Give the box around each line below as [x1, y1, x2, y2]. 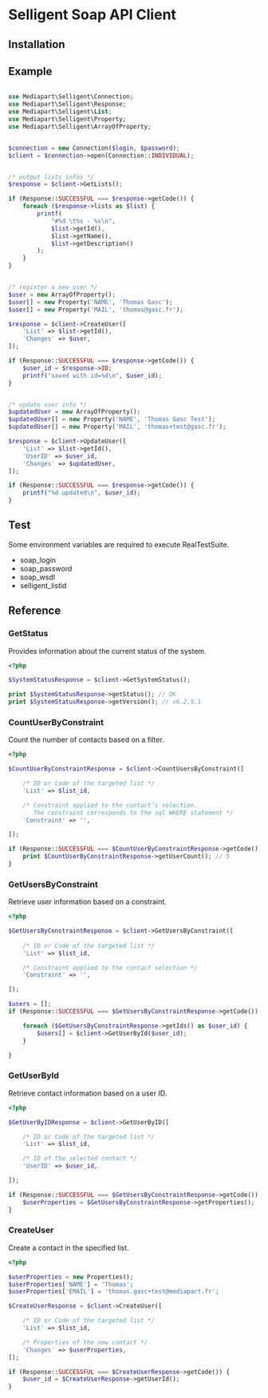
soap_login [19, 555, 57, 565]
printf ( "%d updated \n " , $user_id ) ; [22, 489, 141, 497]
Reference [8, 604, 61, 618]
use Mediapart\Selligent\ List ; [8, 108, 112, 116]
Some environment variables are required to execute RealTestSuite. [8, 539, 230, 549]
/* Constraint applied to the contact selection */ [22, 963, 198, 971]
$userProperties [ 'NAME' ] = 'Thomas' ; [8, 1280, 134, 1288]
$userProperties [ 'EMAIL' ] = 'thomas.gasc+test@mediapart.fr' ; [8, 1288, 219, 1296]
